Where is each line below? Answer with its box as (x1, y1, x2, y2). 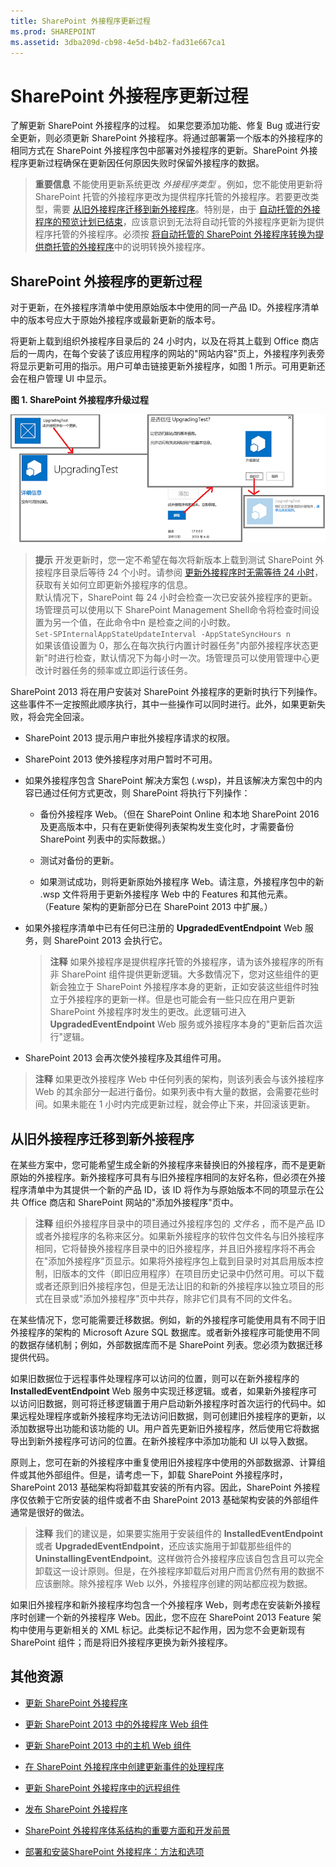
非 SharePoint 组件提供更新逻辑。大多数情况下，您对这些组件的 (49, 968, 311, 980)
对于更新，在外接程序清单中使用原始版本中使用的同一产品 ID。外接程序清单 (10, 301, 320, 314)
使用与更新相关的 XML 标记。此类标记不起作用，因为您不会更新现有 (27, 1623, 306, 1635)
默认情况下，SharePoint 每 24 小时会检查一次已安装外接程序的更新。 (34, 591, 318, 604)
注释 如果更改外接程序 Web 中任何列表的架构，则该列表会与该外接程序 (34, 1073, 325, 1085)
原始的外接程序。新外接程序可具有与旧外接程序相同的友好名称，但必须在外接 (10, 1171, 326, 1183)
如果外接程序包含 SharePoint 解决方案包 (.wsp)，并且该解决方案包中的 (24, 775, 315, 787)
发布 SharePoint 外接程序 (24, 1803, 128, 1815)
